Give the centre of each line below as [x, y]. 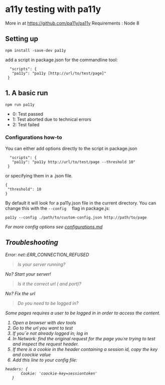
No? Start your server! [28, 274]
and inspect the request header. [46, 344]
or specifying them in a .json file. [39, 175]
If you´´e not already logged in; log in [50, 333]
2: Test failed [26, 124]
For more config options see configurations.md [54, 227]
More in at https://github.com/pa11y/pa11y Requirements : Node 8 [72, 23]
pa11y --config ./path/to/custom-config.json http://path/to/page [76, 217]
